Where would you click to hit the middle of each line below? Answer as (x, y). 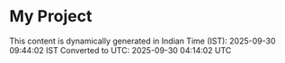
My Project (51, 16)
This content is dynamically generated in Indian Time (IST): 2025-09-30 (142, 41)
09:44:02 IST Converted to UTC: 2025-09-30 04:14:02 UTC (120, 50)
